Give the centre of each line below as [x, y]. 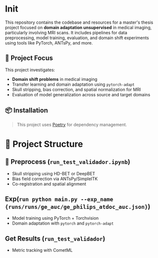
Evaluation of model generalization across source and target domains [81, 94]
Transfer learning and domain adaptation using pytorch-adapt [73, 84]
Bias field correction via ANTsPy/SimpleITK [55, 179]
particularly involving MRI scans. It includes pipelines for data [66, 32]
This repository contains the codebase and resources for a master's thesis [79, 22]
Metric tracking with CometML [42, 250]
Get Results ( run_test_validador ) [55, 238]
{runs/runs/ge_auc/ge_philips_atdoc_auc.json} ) [78, 206]
